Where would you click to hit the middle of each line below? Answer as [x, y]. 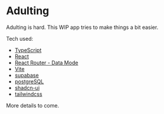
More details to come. [33, 105]
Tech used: [20, 38]
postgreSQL [29, 82]
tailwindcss [28, 94]
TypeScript [28, 50]
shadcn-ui [27, 87]
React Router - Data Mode [46, 63]
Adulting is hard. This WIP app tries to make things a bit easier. [82, 27]
